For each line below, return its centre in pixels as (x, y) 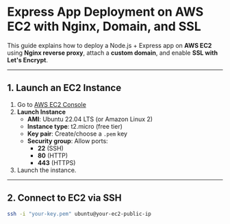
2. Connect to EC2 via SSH (64, 198)
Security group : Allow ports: (67, 140)
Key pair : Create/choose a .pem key (77, 134)
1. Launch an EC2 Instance (64, 88)
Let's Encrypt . (27, 60)
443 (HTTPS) (56, 162)
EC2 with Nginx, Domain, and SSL (104, 26)
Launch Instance (41, 112)
